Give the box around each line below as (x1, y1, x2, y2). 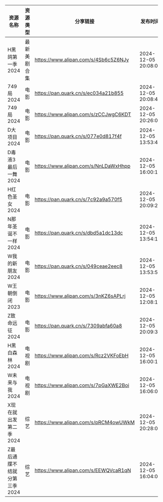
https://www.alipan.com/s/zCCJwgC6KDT (34, 111, 131, 118)
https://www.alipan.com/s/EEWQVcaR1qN (34, 467, 131, 473)
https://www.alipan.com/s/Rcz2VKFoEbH (34, 352, 129, 359)
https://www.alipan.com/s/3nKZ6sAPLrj (34, 293, 126, 299)
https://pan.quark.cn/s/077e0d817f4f (34, 133, 122, 139)
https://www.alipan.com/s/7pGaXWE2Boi (34, 382, 130, 388)
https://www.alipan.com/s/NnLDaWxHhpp (34, 163, 130, 169)
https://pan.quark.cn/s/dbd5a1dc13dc (34, 229, 123, 236)
